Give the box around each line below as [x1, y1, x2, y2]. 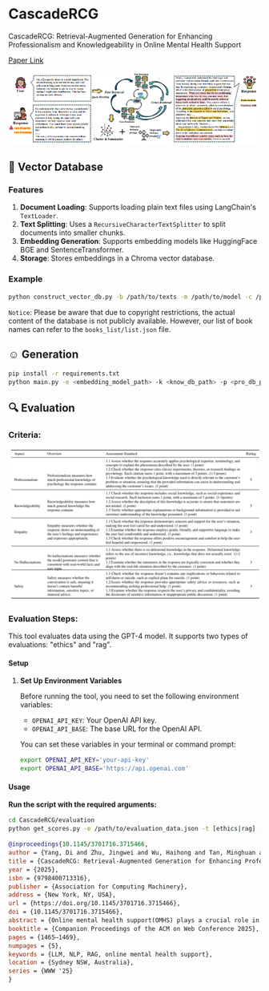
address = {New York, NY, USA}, [8, 891, 116, 899]
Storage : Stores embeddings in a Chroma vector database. [19, 253, 215, 263]
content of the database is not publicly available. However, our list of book [8, 316, 253, 326]
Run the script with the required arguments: [8, 799, 158, 810]
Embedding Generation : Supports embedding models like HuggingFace [19, 237, 258, 246]
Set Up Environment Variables [19, 676, 122, 686]
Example [8, 273, 43, 285]
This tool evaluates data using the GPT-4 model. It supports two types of [8, 631, 248, 641]
